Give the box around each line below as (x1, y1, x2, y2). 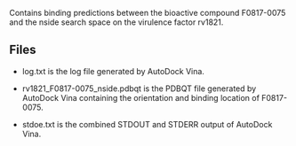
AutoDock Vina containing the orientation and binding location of (21, 92, 260, 103)
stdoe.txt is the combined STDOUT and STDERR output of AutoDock (21, 119, 273, 129)
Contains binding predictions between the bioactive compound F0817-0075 (9, 8, 286, 18)
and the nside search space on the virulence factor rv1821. (9, 17, 224, 27)
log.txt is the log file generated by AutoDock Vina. (21, 65, 204, 76)
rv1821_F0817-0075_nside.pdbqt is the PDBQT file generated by (21, 83, 257, 94)
